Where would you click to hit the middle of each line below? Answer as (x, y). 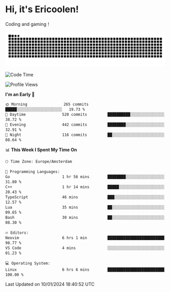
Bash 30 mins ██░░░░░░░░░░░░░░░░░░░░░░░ (85, 217)
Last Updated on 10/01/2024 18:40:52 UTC (50, 284)
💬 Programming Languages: (32, 171)
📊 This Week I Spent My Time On (41, 150)
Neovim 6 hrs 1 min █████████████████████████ (85, 238)
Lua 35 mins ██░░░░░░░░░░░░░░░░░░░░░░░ (85, 207)
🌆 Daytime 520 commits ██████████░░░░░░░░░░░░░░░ (85, 114)
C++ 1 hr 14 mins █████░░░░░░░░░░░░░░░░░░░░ (85, 187)
